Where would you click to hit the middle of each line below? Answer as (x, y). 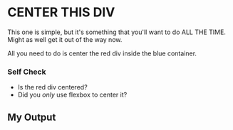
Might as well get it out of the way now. (65, 39)
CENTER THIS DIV (61, 12)
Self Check (27, 72)
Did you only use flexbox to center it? (72, 95)
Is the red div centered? (52, 87)
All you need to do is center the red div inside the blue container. (102, 53)
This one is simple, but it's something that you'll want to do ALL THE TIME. (117, 32)
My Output (32, 117)
